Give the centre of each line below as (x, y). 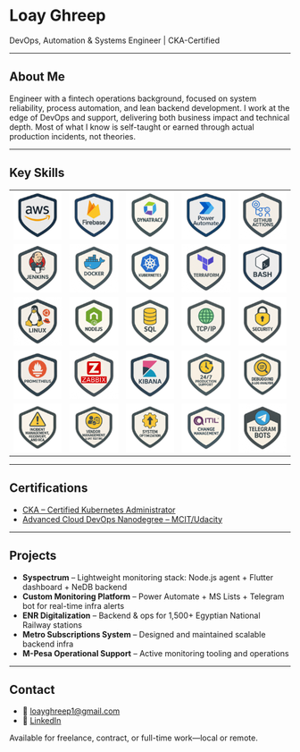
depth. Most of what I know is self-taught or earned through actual (132, 127)
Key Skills (37, 173)
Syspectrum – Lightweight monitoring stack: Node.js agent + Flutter (148, 577)
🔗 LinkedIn (42, 721)
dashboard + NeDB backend (75, 587)
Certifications (49, 488)
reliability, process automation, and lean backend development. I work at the (150, 107)
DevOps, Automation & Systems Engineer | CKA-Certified (115, 40)
